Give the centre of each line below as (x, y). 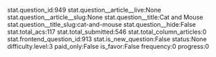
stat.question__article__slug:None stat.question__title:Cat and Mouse (105, 17)
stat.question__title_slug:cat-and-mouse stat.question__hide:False (102, 24)
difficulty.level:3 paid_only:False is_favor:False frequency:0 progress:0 (108, 46)
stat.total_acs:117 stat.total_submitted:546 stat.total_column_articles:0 (107, 32)
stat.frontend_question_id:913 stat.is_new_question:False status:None (107, 39)
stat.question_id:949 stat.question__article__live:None (84, 10)
